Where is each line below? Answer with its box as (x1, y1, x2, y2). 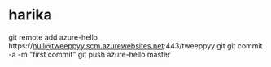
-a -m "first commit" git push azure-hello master (8, 49, 171, 59)
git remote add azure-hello (8, 32, 98, 42)
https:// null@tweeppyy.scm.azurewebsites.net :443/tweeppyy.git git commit (8, 40, 263, 50)
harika (8, 6, 53, 24)
